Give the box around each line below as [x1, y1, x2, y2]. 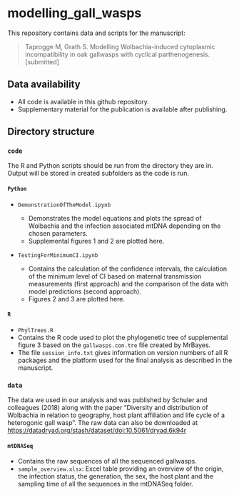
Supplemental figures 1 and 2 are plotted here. [28, 236, 165, 245]
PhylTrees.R [17, 326, 54, 334]
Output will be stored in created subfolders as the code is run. [7, 169, 189, 178]
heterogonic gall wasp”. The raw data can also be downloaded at [7, 419, 198, 427]
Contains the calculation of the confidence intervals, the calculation [28, 264, 227, 273]
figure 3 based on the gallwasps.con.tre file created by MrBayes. [17, 341, 211, 349]
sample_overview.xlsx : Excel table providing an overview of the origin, [17, 464, 224, 473]
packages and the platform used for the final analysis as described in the [17, 356, 233, 364]
